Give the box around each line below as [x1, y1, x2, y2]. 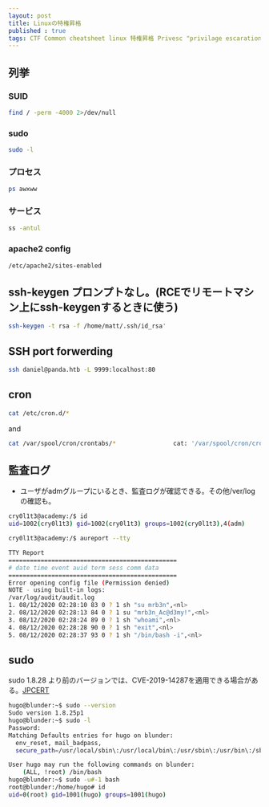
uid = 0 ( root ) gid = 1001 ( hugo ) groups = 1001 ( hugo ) [8, 790, 167, 799]
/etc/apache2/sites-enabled [8, 262, 102, 270]
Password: [8, 723, 42, 732]
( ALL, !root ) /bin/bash [22, 768, 102, 776]
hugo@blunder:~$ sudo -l [8, 716, 91, 725]
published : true [8, 26, 66, 35]
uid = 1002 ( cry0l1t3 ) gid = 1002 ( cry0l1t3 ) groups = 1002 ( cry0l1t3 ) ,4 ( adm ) [8, 520, 246, 528]
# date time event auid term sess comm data [8, 564, 159, 572]
